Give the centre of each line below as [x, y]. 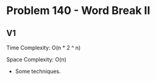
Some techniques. [38, 71]
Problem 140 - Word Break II [78, 11]
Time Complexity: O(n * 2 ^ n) [44, 48]
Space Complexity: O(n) [37, 59]
